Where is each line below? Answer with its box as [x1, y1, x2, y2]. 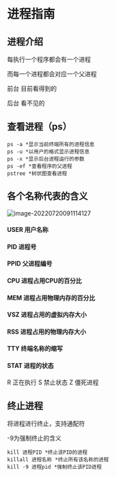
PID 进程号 [7, 242, 37, 251]
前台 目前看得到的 [7, 84, 57, 93]
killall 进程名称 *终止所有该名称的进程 [7, 456, 109, 463]
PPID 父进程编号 [7, 259, 53, 268]
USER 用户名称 [7, 226, 49, 234]
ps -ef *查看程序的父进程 [7, 163, 73, 170]
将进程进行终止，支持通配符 [7, 419, 85, 428]
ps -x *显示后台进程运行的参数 [7, 155, 85, 162]
